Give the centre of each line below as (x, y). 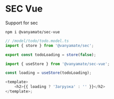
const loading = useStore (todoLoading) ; (49, 73)
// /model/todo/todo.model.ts (37, 41)
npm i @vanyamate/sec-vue (32, 32)
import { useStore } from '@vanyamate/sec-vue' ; (58, 64)
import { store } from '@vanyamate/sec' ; (50, 45)
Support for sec (22, 23)
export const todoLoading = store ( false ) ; (51, 55)
